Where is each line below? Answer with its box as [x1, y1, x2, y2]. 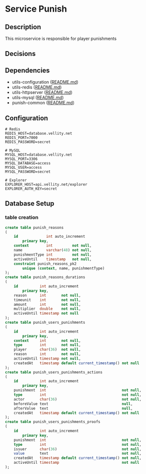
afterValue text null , [14, 406, 133, 411]
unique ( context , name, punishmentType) [22, 266, 105, 271]
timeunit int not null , [14, 298, 81, 302]
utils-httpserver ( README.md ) [12, 89, 73, 95]
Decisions [5, 50, 36, 58]
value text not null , [14, 451, 142, 456]
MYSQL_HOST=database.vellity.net [5, 152, 73, 158]
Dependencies [5, 66, 50, 74]
